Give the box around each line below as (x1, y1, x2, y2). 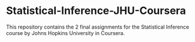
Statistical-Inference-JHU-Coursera (6, 4, 186, 17)
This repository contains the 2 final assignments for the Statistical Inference (6, 23, 190, 30)
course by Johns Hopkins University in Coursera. (6, 29, 125, 36)
